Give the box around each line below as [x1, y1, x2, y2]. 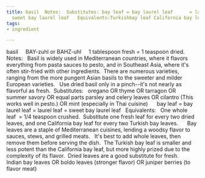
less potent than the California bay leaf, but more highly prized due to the [6, 146, 190, 153]
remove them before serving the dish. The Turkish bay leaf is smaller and [6, 139, 192, 147]
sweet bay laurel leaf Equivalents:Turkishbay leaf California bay [12, 15, 192, 21]
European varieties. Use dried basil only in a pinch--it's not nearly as [6, 81, 182, 88]
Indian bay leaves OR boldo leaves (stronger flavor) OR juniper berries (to [6, 158, 191, 166]
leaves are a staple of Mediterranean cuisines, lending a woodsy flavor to [6, 126, 190, 133]
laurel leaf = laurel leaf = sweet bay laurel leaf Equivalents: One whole [6, 106, 188, 114]
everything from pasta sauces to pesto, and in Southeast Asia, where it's [6, 61, 189, 69]
